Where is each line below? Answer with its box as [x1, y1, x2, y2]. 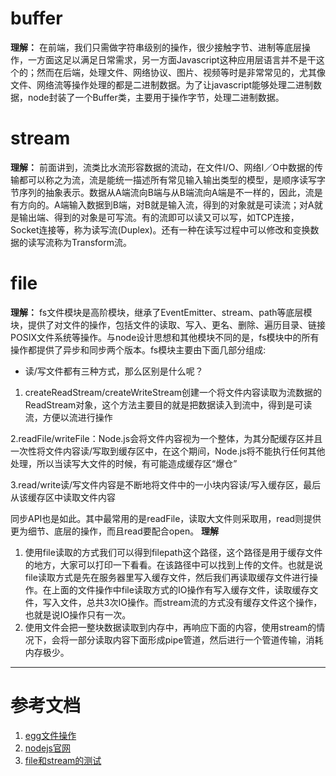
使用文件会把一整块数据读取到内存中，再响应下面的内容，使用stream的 [24, 621, 317, 633]
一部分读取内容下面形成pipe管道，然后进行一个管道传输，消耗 [68, 633, 324, 646]
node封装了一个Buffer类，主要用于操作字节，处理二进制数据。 [27, 91, 285, 103]
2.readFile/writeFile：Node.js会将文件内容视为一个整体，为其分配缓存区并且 [10, 432, 323, 444]
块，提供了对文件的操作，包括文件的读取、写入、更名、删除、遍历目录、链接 [10, 318, 326, 331]
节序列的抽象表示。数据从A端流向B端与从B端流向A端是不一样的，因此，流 [10, 186, 315, 198]
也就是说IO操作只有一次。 [24, 608, 132, 621]
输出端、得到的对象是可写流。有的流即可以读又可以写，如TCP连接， [18, 211, 300, 223]
